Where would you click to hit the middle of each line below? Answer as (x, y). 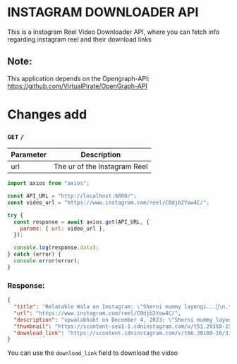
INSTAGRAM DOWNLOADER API (103, 12)
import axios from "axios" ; (49, 183)
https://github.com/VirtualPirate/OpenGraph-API (78, 86)
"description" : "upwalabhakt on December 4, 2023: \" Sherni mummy (113, 320)
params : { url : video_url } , (63, 229)
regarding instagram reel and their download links (79, 39)
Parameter (29, 154)
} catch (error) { (34, 255)
